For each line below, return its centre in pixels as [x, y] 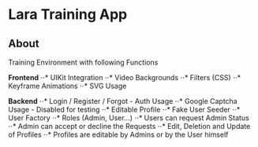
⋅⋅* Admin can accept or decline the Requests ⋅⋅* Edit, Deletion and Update [129, 126]
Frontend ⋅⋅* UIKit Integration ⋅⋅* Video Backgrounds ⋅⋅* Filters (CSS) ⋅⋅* [125, 77]
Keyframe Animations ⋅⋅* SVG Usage [67, 86]
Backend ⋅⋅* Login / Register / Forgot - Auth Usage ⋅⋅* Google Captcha [123, 101]
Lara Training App [68, 15]
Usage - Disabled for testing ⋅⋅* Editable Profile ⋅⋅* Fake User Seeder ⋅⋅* [124, 109]
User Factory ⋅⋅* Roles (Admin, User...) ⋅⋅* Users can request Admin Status [129, 118]
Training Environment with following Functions [83, 62]
